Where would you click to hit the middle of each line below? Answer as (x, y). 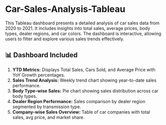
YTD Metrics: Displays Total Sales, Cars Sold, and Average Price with (84, 69)
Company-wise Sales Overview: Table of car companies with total (81, 112)
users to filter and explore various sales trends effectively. (65, 39)
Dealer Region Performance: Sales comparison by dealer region (79, 101)
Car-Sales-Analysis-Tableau (65, 9)
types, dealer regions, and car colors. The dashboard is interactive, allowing (83, 33)
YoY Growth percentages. (39, 75)
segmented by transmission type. (47, 107)
